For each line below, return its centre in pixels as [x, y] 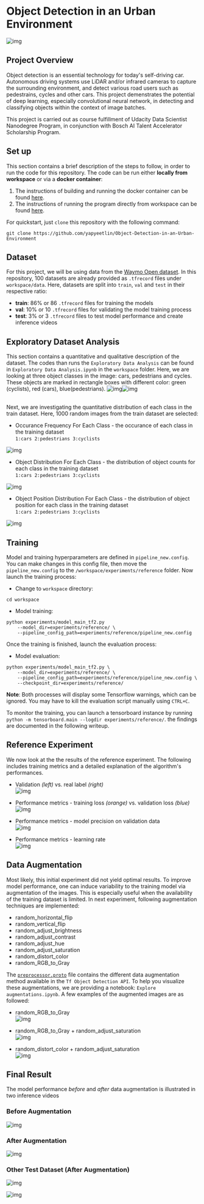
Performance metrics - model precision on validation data [87, 821]
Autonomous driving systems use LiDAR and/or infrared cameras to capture [101, 81]
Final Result [29, 1075]
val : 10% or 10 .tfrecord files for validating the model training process [103, 310]
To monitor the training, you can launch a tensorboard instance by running [100, 713]
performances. [25, 772]
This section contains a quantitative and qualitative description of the [93, 357]
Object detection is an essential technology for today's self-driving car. [95, 75]
